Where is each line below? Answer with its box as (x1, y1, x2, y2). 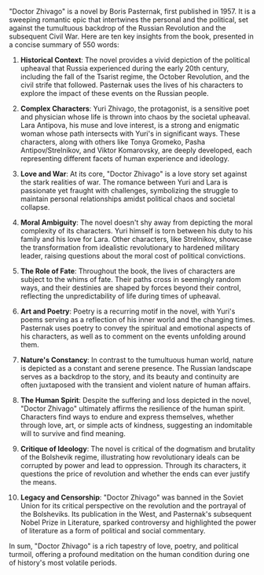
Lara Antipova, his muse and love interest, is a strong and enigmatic (20, 121, 240, 130)
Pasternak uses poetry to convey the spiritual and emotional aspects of (20, 324, 251, 332)
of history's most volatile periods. (9, 558, 117, 567)
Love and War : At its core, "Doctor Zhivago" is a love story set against (20, 169, 247, 178)
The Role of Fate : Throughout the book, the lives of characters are (20, 266, 236, 276)
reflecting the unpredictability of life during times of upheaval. (20, 291, 221, 301)
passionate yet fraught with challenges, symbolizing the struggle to (20, 186, 239, 195)
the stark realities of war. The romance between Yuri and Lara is (20, 178, 229, 187)
